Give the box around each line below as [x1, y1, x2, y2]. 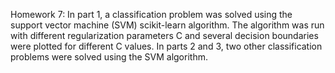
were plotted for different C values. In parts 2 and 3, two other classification [10, 40, 323, 52]
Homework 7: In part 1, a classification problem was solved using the [10, 9, 293, 20]
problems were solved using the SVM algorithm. [10, 51, 208, 63]
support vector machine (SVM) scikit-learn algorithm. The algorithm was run [10, 19, 325, 31]
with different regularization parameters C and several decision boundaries [10, 30, 319, 41]
